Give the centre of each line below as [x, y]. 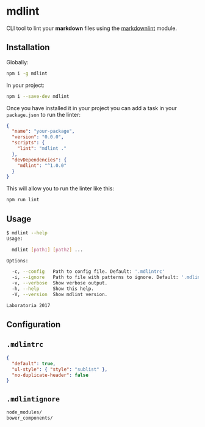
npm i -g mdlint [27, 73]
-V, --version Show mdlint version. [60, 294]
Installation [28, 47]
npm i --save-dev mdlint [38, 96]
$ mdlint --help [27, 233]
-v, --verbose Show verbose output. [60, 283]
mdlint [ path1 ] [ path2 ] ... [48, 250]
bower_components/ [30, 418]
